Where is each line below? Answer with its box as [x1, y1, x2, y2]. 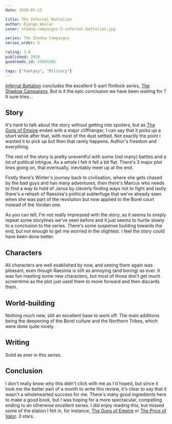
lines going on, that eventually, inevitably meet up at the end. [5, 165, 134, 171]
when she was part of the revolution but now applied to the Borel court [5, 196, 155, 203]
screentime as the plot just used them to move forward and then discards [5, 278, 160, 285]
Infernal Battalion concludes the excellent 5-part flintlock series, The [5, 83, 150, 89]
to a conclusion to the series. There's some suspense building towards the [5, 223, 162, 229]
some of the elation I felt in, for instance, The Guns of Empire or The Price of [5, 408, 166, 414]
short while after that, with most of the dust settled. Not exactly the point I [5, 133, 161, 139]
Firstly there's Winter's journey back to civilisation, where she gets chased [5, 175, 162, 181]
